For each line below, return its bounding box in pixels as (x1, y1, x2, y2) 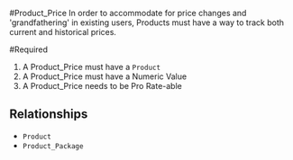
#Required (9, 44, 48, 55)
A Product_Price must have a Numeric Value (22, 71, 188, 82)
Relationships (9, 107, 88, 122)
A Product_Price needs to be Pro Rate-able (22, 81, 182, 91)
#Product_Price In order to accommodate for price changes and (9, 8, 247, 18)
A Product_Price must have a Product (22, 62, 160, 72)
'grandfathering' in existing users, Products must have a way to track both (9, 17, 285, 28)
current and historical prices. (9, 27, 117, 37)
